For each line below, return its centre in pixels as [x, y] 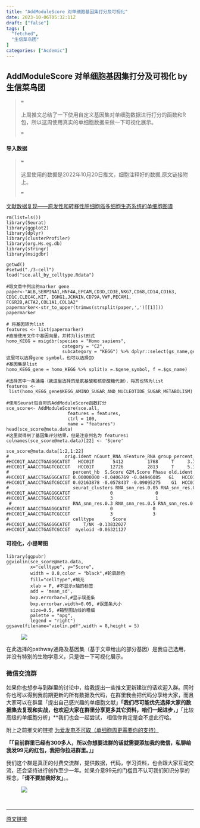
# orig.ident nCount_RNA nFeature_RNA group [89, 456]
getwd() [16, 264]
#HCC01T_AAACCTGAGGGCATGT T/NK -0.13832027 [66, 524]
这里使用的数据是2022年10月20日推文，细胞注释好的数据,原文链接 [102, 174]
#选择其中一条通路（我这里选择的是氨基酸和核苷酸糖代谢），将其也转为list [85, 381]
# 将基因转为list [25, 324]
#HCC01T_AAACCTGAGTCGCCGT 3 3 [81, 514]
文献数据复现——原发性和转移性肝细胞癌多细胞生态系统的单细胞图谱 [90, 206]
